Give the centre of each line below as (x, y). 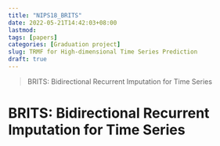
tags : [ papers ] (33, 37)
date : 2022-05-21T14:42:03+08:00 (63, 23)
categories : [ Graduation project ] (65, 45)
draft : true (27, 60)
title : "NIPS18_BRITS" (45, 15)
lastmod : (22, 30)
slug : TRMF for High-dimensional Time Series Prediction (103, 52)
